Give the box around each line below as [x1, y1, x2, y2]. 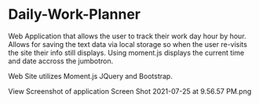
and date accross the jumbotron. [8, 56, 114, 66]
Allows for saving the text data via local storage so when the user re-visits [8, 39, 247, 48]
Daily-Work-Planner [8, 5, 141, 23]
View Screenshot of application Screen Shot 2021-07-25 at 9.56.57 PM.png [8, 86, 252, 95]
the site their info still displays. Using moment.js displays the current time [8, 48, 245, 57]
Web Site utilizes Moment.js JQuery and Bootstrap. [8, 71, 173, 81]
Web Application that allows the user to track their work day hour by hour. [8, 31, 246, 41]
